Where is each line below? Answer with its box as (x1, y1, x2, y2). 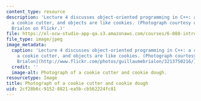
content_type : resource (6, 8, 66, 15)
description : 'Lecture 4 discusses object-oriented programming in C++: (6, 14, 191, 20)
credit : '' (11, 64, 39, 70)
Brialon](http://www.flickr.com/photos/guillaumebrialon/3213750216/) (17, 58, 197, 64)
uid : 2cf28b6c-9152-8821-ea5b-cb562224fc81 (6, 86, 117, 92)
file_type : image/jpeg (6, 36, 63, 42)
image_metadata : (6, 42, 47, 48)
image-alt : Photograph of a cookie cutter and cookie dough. (11, 70, 167, 75)
